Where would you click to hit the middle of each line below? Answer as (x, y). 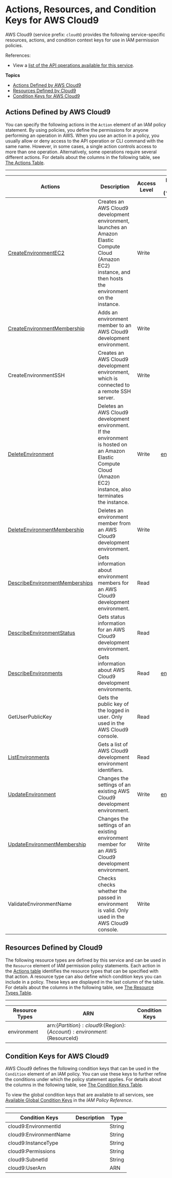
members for (113, 583)
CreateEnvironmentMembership (46, 328)
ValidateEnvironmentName (40, 904)
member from (114, 523)
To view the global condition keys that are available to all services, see (79, 1095)
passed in (110, 897)
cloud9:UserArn (27, 1168)
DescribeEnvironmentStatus (41, 633)
